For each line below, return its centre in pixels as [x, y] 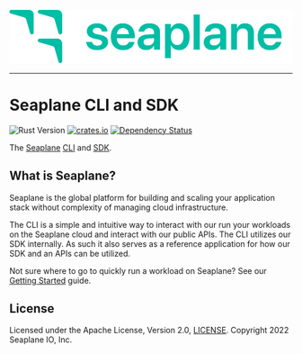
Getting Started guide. [50, 280]
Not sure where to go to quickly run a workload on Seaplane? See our [138, 270]
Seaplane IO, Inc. [41, 340]
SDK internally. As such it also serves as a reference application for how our [150, 243]
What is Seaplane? [63, 176]
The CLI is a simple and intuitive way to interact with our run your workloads [150, 224]
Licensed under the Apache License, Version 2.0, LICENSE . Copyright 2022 [149, 331]
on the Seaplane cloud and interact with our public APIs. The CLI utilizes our [150, 234]
